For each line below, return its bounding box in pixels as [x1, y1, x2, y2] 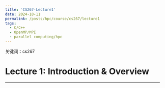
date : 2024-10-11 [5, 12, 41, 17]
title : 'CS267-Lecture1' [5, 7, 56, 12]
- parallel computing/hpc [9, 35, 63, 40]
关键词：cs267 [5, 48, 35, 54]
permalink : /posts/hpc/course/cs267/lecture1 [5, 16, 100, 21]
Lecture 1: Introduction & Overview [5, 66, 150, 77]
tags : [5, 21, 16, 26]
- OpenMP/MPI [9, 30, 36, 35]
